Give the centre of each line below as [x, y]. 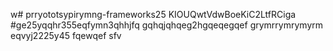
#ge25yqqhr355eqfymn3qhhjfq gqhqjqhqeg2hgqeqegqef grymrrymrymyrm [167, 25]
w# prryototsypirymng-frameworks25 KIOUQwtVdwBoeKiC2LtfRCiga [153, 14]
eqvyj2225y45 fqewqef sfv [66, 35]
